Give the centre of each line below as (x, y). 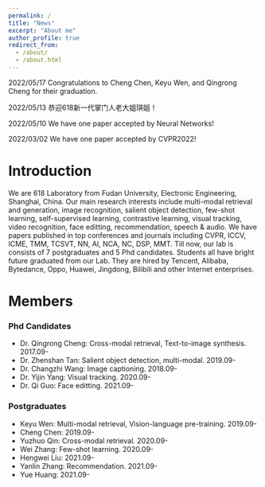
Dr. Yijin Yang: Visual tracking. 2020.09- (85, 377)
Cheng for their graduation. (53, 91)
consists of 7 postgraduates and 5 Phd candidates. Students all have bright (131, 252)
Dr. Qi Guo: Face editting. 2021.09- (77, 386)
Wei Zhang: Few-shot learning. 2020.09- (86, 449)
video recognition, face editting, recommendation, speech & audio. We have (132, 227)
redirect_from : (33, 45)
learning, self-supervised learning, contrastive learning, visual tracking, (125, 218)
